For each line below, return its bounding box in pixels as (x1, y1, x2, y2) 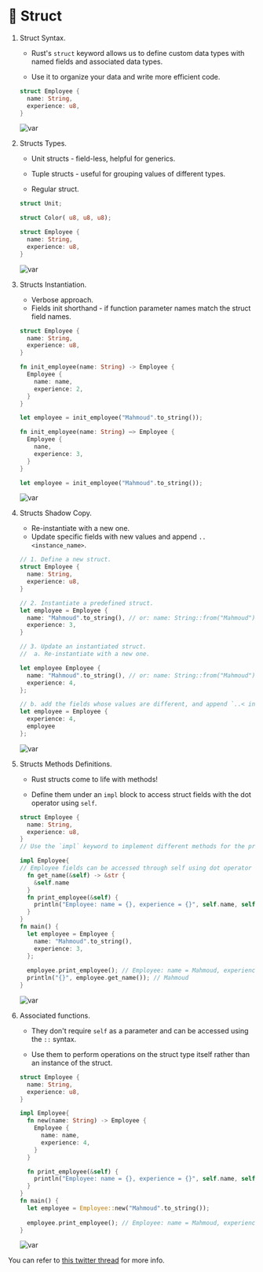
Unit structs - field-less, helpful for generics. (31, 154, 176, 164)
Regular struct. (31, 184, 80, 194)
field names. (31, 311, 72, 321)
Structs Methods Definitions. (19, 759, 112, 769)
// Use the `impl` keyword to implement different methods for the (19, 843, 245, 851)
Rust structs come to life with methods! (31, 774, 159, 784)
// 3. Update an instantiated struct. (19, 643, 147, 651)
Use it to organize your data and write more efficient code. (31, 72, 221, 81)
